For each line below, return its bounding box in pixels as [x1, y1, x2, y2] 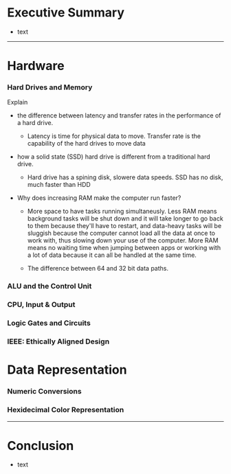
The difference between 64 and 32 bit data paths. [27, 264, 169, 273]
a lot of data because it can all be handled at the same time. [27, 251, 197, 259]
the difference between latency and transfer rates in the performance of [16, 111, 221, 120]
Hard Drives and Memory [7, 82, 93, 92]
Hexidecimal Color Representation [7, 405, 124, 415]
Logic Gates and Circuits [7, 318, 91, 328]
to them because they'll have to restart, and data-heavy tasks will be [27, 222, 222, 230]
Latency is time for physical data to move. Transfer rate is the [27, 132, 201, 140]
